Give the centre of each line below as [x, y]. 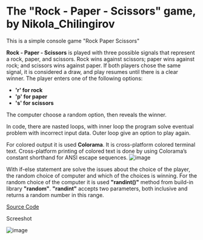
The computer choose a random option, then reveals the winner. [86, 115]
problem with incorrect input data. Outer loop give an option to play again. [98, 133]
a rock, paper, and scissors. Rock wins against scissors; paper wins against [101, 59]
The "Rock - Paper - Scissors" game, [101, 11]
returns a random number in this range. [55, 195]
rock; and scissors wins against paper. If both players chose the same [93, 65]
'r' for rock [29, 90]
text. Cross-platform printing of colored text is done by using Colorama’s [97, 151]
